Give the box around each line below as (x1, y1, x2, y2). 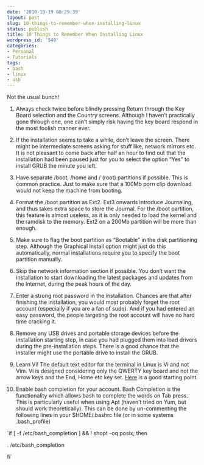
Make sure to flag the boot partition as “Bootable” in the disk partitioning (15, 236, 197, 244)
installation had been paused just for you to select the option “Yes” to (15, 156, 190, 163)
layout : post (7, 15, 40, 21)
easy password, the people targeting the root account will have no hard (15, 311, 195, 319)
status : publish (7, 26, 48, 32)
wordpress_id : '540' (7, 37, 60, 43)
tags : (7, 60, 21, 66)
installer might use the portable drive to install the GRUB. (15, 349, 158, 356)
